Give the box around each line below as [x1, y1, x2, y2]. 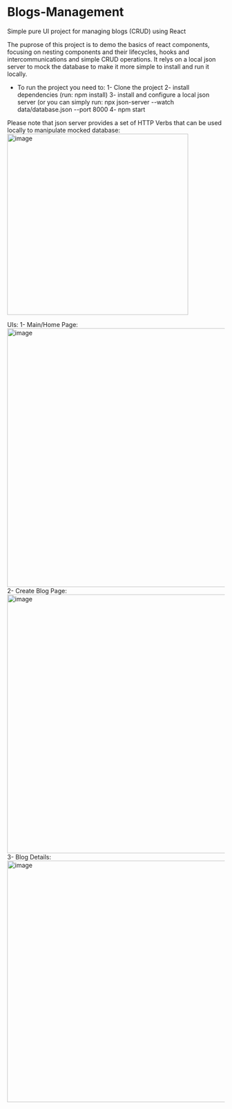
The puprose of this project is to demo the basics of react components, [7, 40, 210, 48]
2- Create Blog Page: [7, 586, 67, 595]
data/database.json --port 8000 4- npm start [17, 105, 146, 113]
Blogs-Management [7, 4, 124, 20]
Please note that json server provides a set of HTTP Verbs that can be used [7, 118, 222, 127]
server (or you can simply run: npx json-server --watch [17, 97, 175, 106]
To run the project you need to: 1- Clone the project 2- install [17, 83, 190, 91]
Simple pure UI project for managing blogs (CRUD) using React [7, 27, 186, 35]
